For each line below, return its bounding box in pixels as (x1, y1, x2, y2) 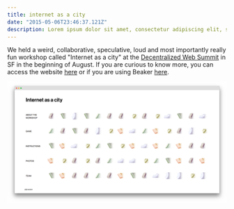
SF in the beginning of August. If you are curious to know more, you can (7, 60, 214, 69)
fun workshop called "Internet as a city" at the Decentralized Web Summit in (7, 53, 226, 62)
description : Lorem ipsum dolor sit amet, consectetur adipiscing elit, (7, 26, 223, 33)
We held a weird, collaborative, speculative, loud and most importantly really (7, 46, 226, 54)
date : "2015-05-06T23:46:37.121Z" (7, 18, 108, 26)
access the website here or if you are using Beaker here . (7, 68, 169, 76)
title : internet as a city (7, 11, 86, 18)
